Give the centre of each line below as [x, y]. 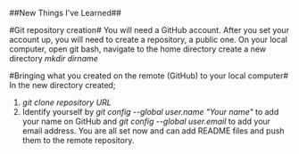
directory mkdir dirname [54, 58]
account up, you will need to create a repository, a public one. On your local [149, 40]
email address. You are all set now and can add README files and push [153, 131]
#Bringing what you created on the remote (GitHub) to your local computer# [149, 76]
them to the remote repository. [78, 140]
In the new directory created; [62, 85]
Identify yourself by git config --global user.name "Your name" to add [150, 112]
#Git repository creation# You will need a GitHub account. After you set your [149, 30]
